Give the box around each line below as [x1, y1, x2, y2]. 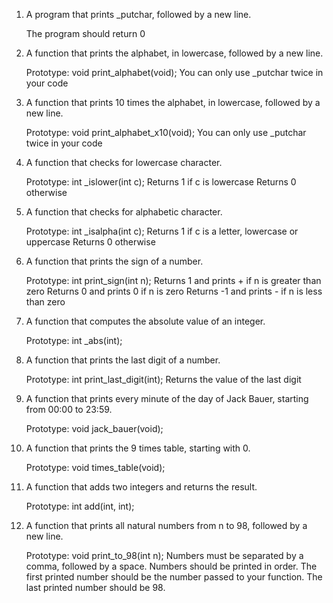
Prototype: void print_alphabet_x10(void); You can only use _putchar [25, 127, 307, 138]
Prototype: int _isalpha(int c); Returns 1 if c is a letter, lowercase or [25, 225, 299, 237]
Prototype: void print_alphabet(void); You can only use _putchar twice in [25, 67, 324, 78]
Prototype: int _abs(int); [25, 335, 123, 346]
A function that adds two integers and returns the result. [25, 481, 258, 493]
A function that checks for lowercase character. [25, 157, 223, 168]
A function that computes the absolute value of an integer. [25, 315, 266, 327]
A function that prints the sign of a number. [25, 255, 204, 267]
